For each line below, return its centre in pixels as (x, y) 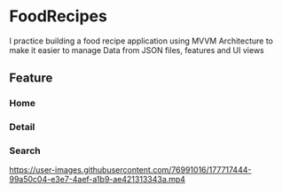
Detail (22, 127)
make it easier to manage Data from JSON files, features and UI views (137, 50)
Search (25, 151)
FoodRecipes (59, 16)
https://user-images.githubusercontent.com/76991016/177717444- (130, 170)
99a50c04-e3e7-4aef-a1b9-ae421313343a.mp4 (98, 180)
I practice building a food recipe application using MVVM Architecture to (141, 41)
